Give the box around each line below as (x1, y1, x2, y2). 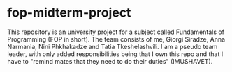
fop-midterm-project (7, 5, 131, 21)
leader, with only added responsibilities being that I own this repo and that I (7, 50, 224, 58)
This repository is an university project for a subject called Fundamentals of (7, 28, 225, 36)
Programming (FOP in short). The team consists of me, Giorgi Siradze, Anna (7, 35, 226, 43)
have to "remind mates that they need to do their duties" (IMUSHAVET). (7, 57, 213, 65)
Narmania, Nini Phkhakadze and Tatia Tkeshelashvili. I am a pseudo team (7, 42, 218, 51)
